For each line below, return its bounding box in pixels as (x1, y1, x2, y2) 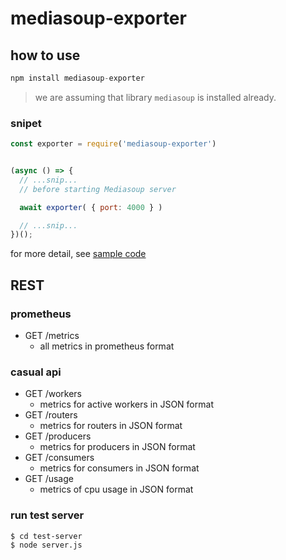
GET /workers (24, 388, 82, 400)
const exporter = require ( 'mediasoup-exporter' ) (10, 139, 217, 149)
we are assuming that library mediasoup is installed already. (34, 91, 277, 103)
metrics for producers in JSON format (39, 441, 196, 453)
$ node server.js (10, 540, 83, 550)
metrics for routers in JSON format (39, 420, 183, 432)
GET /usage (24, 473, 74, 485)
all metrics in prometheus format (39, 340, 175, 352)
